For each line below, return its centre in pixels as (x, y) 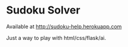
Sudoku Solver (43, 10)
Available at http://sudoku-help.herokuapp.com (64, 26)
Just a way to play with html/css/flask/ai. (56, 38)
